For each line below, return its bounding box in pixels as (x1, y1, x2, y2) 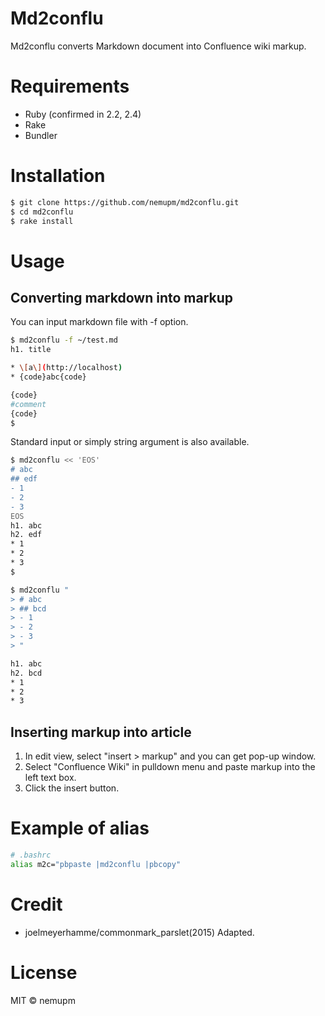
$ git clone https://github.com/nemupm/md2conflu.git (10, 197, 240, 207)
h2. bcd (10, 668, 43, 678)
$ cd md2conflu (10, 207, 74, 217)
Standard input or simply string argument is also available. (10, 436, 250, 448)
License (10, 961, 78, 984)
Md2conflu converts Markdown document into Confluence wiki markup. (10, 40, 307, 52)
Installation (10, 165, 106, 187)
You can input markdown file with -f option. (10, 316, 189, 328)
